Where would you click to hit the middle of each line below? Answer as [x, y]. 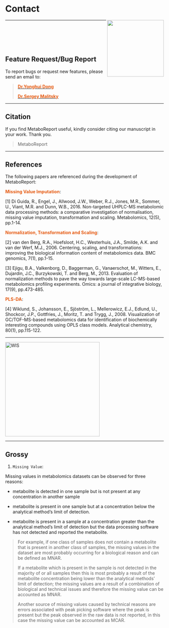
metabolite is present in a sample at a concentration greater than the [83, 522]
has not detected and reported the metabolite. [60, 532]
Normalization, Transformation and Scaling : [52, 232]
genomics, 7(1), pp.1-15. [29, 258]
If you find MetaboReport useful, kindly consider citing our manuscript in [80, 129]
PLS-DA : [14, 299]
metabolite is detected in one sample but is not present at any [76, 492]
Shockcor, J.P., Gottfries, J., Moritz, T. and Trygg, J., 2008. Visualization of [82, 315]
